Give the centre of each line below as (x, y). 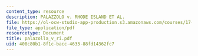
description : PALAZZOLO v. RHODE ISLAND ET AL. (66, 17)
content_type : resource (35, 11)
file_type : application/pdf (41, 28)
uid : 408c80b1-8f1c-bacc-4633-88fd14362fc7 (60, 44)
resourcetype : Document (35, 33)
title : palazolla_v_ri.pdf (39, 38)
